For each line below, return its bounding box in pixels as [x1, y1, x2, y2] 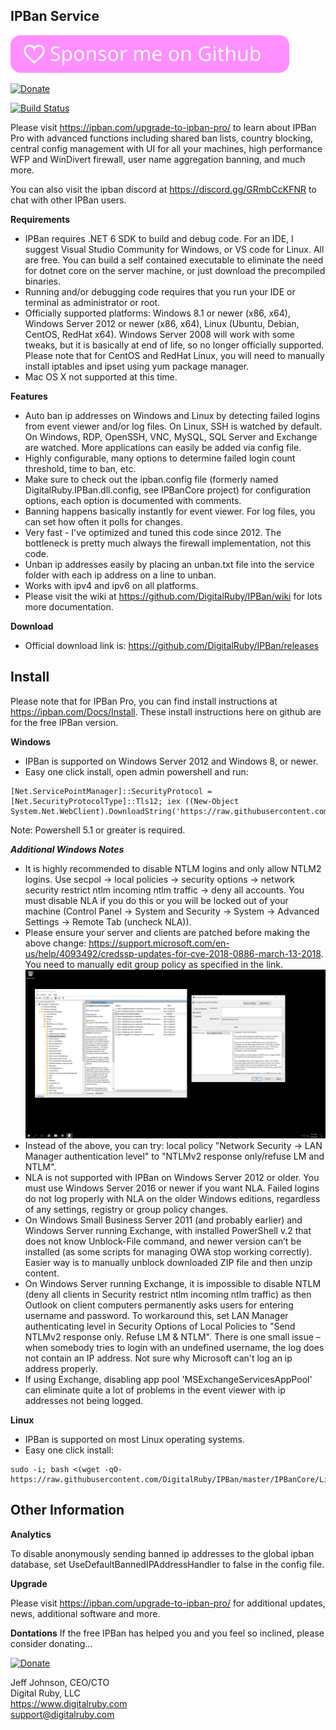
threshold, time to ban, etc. [24, 462, 137, 474]
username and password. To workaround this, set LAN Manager [24, 1309, 289, 1321]
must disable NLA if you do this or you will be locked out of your [24, 894, 289, 906]
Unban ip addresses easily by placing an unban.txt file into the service [24, 558, 315, 570]
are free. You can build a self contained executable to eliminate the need [24, 254, 324, 266]
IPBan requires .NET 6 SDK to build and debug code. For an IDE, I [24, 232, 294, 244]
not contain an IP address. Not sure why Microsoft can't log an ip [24, 1352, 293, 1364]
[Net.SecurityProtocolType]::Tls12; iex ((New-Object [10, 796, 240, 806]
